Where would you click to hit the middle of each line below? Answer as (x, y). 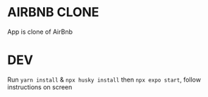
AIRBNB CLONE (53, 12)
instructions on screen (40, 87)
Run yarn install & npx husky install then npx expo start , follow (104, 79)
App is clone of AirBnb (40, 32)
